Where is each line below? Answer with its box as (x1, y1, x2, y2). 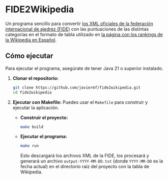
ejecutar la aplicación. (12, 104, 59, 110)
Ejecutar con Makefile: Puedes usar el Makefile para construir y (12, 99, 148, 105)
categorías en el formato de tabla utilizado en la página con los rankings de (5, 31, 163, 37)
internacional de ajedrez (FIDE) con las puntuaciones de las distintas (5, 26, 149, 32)
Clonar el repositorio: (12, 75, 59, 81)
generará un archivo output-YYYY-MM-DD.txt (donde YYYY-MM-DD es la (20, 158, 163, 164)
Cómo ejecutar (5, 52, 53, 60)
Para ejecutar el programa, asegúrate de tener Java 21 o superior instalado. (5, 65, 164, 71)
